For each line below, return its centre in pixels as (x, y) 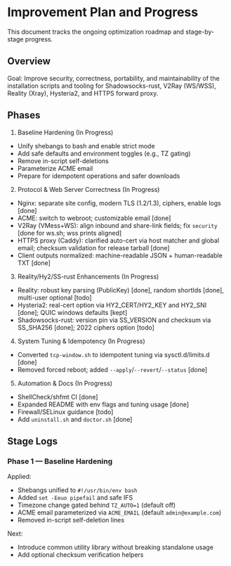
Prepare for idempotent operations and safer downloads (99, 176)
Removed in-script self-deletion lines (71, 520)
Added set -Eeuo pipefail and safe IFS (75, 498)
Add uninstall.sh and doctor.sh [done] (75, 419)
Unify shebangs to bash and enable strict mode (86, 146)
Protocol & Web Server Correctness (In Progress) (88, 189)
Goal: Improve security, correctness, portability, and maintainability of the (113, 78)
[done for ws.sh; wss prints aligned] (70, 233)
